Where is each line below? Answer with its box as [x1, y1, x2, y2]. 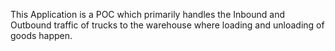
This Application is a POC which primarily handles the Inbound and [10, 9, 285, 20]
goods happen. [10, 30, 73, 41]
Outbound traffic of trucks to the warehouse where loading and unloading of [10, 19, 325, 31]
